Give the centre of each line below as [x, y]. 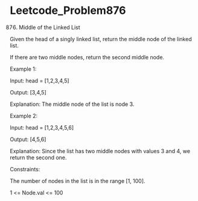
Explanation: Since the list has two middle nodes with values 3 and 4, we [100, 151]
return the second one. [38, 157]
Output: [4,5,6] [28, 139]
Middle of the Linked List [49, 27]
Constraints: [25, 169]
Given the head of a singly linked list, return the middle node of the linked [101, 39]
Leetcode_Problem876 [68, 11]
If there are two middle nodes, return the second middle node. [87, 57]
